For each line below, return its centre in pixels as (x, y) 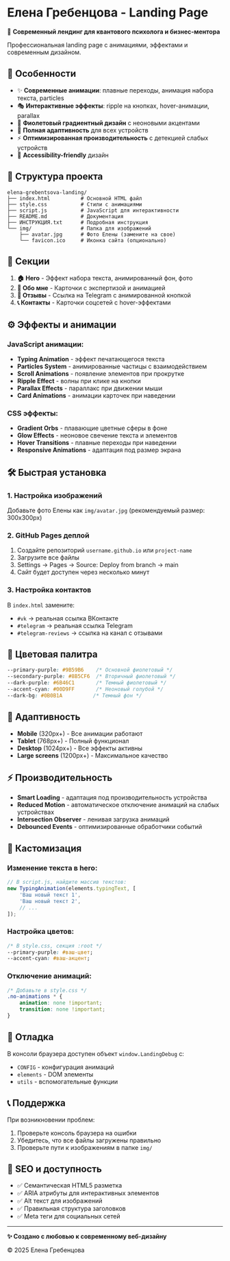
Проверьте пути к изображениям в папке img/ (85, 1147)
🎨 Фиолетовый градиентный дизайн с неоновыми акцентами (108, 123)
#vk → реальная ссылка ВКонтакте (67, 618)
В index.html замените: (41, 605)
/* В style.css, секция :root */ (55, 946)
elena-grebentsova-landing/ (47, 192)
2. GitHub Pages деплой (48, 535)
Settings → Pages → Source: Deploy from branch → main (98, 565)
